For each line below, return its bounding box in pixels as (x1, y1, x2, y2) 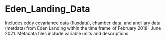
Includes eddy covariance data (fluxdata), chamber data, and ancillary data (5, 20, 161, 26)
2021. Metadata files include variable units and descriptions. (5, 30, 130, 36)
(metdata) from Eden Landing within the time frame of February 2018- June (5, 25, 161, 31)
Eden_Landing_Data (5, 3, 90, 15)
